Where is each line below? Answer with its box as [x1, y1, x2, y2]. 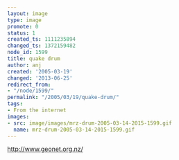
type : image [7, 17, 42, 24]
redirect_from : [7, 81, 51, 88]
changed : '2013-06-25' [7, 74, 73, 82]
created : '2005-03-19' [7, 68, 73, 75]
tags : [7, 100, 23, 107]
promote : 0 [7, 23, 39, 30]
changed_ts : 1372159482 [7, 42, 76, 49]
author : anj [7, 62, 42, 69]
